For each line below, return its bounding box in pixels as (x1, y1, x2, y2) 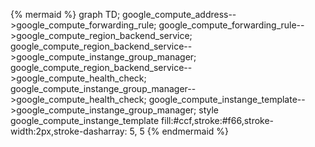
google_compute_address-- (122, 9, 237, 20)
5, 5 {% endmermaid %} (129, 125, 230, 137)
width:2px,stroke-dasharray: (10, 125, 128, 137)
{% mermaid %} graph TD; (10, 9, 121, 20)
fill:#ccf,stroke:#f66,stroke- (161, 115, 275, 126)
